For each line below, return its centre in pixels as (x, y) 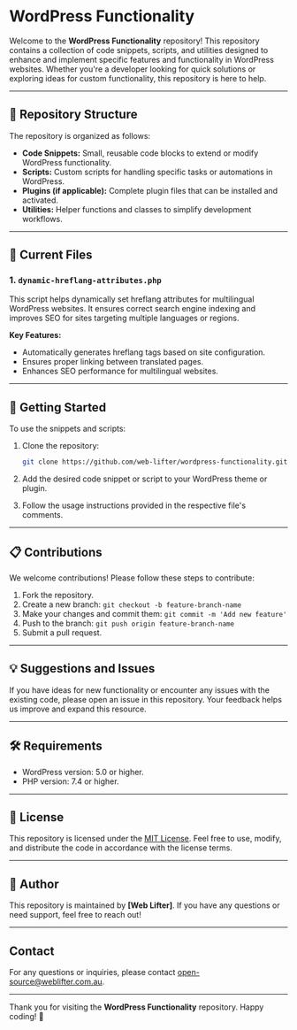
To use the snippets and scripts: (68, 429)
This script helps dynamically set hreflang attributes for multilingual (132, 299)
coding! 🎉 (27, 1016)
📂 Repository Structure (73, 115)
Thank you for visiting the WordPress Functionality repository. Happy (137, 1007)
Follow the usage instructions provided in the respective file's (133, 505)
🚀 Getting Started (58, 407)
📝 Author (34, 884)
